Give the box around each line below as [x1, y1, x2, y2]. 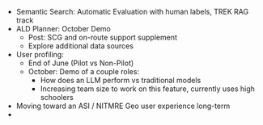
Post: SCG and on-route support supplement [28, 32, 178, 42]
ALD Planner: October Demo [15, 24, 111, 33]
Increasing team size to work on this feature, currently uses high [40, 84, 255, 94]
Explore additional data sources [28, 41, 134, 51]
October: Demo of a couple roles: [28, 67, 140, 76]
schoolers [40, 93, 74, 102]
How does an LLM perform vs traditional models [40, 76, 201, 85]
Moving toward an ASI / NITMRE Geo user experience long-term [15, 101, 231, 110]
